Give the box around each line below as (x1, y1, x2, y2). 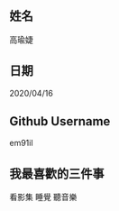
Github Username (9, 114, 111, 129)
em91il (9, 138, 33, 149)
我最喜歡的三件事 (9, 166, 105, 181)
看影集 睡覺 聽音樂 (9, 192, 78, 203)
